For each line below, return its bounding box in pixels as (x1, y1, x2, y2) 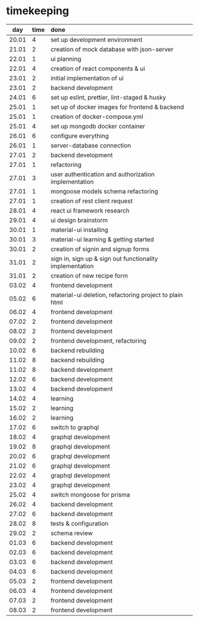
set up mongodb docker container (50, 122, 146, 130)
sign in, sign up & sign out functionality (50, 254, 158, 263)
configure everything (50, 131, 110, 140)
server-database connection (50, 141, 131, 149)
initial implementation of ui (50, 74, 124, 82)
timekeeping (6, 4, 69, 18)
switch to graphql (50, 423, 99, 431)
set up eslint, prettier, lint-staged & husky (50, 93, 166, 101)
